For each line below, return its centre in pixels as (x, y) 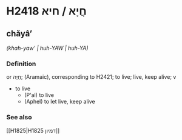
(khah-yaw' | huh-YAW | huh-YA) (48, 48)
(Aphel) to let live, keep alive (59, 102)
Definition (21, 64)
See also (19, 118)
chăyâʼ (19, 34)
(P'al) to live (39, 95)
